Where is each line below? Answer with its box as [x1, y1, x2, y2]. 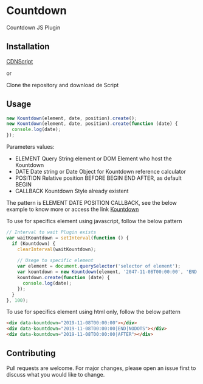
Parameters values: [6, 143, 55, 151]
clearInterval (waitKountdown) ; [17, 246, 97, 252]
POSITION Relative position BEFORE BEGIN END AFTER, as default [15, 174, 182, 182]
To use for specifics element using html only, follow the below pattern [6, 308, 181, 316]
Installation [6, 41, 50, 52]
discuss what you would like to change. [6, 371, 105, 378]
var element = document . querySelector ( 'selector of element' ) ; [17, 263, 181, 269]
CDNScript [6, 57, 33, 65]
